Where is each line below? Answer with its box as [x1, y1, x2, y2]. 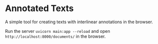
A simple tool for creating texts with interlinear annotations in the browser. [5, 19, 153, 25]
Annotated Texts [5, 3, 74, 14]
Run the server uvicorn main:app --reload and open [5, 28, 110, 34]
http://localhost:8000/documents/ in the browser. [5, 33, 106, 39]
